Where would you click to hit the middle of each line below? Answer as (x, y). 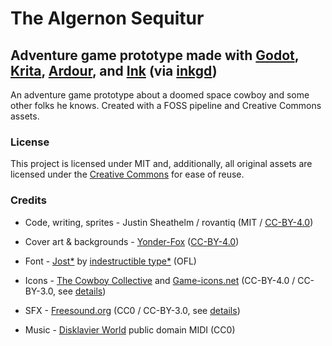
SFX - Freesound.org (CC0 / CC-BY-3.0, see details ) (132, 310)
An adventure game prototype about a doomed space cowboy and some (160, 95)
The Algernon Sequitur (107, 18)
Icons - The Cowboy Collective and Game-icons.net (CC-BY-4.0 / (160, 280)
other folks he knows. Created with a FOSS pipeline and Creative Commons (166, 105)
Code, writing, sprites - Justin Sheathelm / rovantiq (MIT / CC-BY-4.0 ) (169, 222)
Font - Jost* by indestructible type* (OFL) (110, 261)
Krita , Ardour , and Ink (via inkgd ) (114, 70)
